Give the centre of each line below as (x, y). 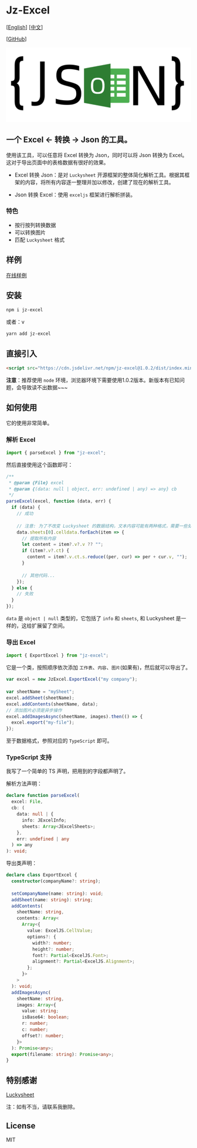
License (21, 1125)
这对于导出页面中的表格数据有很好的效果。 (57, 162)
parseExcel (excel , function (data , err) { (59, 501)
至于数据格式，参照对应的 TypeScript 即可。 (59, 741)
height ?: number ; (53, 949)
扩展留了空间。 (50, 626)
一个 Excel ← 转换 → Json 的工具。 (69, 140)
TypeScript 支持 (29, 758)
